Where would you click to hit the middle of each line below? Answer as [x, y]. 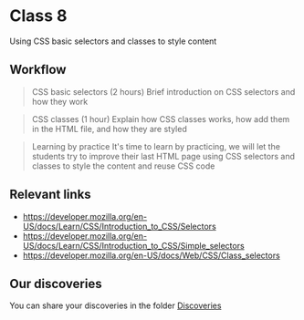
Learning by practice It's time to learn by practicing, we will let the [156, 146]
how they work [60, 101]
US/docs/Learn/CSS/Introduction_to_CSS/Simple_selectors [133, 245]
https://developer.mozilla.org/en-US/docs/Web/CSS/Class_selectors [151, 255]
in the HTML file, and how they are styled [109, 129]
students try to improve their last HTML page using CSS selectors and [163, 156]
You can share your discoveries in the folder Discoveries [115, 305]
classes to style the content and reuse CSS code [123, 166]
